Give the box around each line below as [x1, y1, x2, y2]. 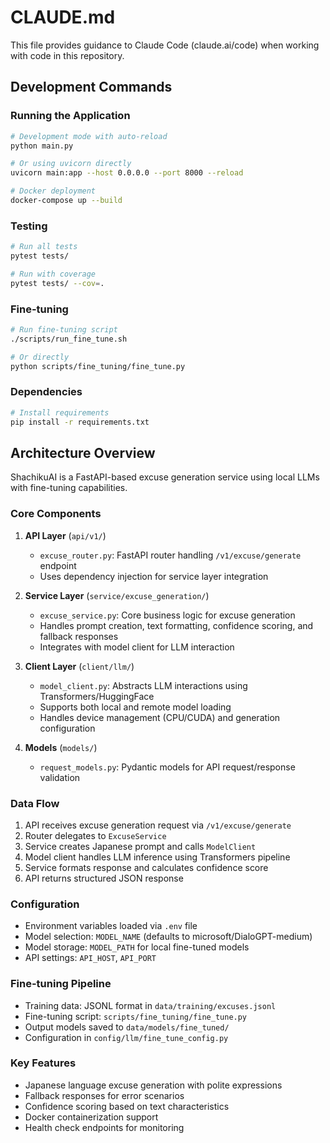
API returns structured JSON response [24, 872, 184, 884]
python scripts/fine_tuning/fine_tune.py [10, 361, 186, 371]
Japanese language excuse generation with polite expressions [24, 1079, 283, 1091]
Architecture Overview [10, 444, 156, 461]
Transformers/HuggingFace [39, 690, 155, 702]
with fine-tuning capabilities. [10, 482, 128, 494]
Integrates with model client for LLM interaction [39, 641, 235, 653]
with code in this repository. [10, 49, 125, 61]
